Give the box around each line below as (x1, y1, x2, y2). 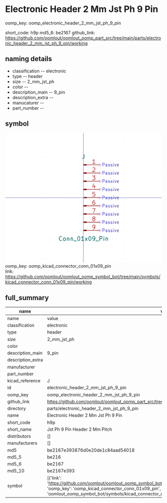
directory (7, 405, 26, 412)
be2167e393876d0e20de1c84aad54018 (47, 447, 135, 453)
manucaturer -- (12, 100, 44, 106)
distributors (7, 433, 31, 439)
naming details (5, 55, 52, 63)
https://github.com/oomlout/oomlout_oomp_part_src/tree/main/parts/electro (5, 35, 162, 41)
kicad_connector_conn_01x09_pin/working (5, 279, 92, 285)
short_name (7, 426, 32, 432)
